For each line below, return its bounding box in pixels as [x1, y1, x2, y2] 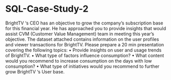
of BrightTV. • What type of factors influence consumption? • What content [5, 52, 164, 59]
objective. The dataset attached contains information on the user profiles [5, 36, 159, 42]
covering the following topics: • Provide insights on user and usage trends [5, 47, 162, 53]
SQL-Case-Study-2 [5, 3, 89, 15]
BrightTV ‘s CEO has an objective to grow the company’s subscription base [5, 20, 163, 26]
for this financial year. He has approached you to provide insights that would [5, 25, 166, 31]
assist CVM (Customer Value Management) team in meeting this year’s [5, 31, 155, 37]
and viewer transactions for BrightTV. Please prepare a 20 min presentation [5, 41, 164, 47]
